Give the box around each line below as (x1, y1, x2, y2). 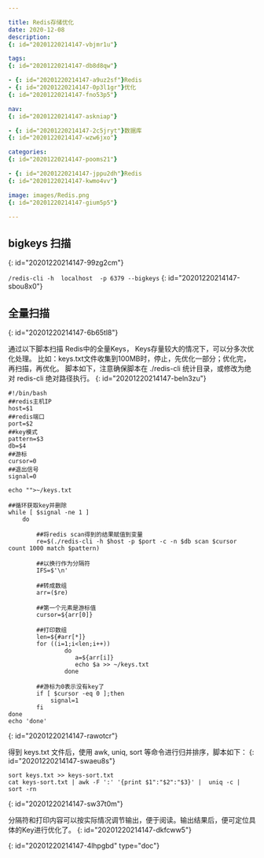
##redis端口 (8, 413, 45, 421)
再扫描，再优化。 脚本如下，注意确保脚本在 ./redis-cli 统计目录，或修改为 (8, 364, 245, 373)
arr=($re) (36, 589, 68, 596)
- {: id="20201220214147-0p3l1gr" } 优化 (8, 84, 137, 91)
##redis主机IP (8, 398, 53, 406)
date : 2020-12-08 (8, 25, 65, 34)
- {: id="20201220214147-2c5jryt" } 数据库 (8, 127, 142, 135)
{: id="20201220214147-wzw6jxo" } (8, 134, 118, 142)
